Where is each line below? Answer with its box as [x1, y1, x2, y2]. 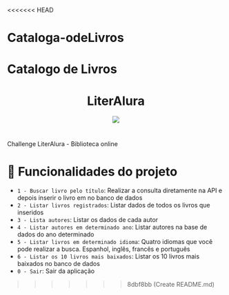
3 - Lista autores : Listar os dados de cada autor [17, 216, 159, 224]
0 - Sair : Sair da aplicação [17, 267, 95, 275]
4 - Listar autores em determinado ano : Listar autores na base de [17, 223, 208, 232]
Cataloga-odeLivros [7, 30, 124, 45]
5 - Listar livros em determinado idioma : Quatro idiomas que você [17, 238, 213, 246]
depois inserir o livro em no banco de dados [17, 194, 143, 202]
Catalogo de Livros [7, 61, 117, 77]
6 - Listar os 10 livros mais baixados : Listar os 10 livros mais [17, 252, 200, 261]
